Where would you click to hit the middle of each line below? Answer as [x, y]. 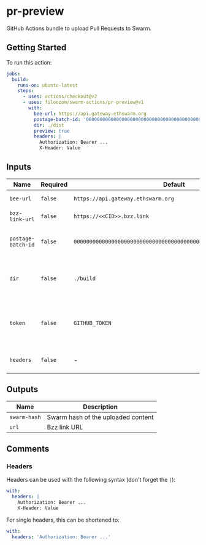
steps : [26, 91]
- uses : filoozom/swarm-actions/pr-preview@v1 [83, 103]
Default [174, 184]
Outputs [22, 389]
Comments [28, 449]
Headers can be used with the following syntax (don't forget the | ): [91, 480]
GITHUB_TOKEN [92, 323]
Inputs [19, 167]
